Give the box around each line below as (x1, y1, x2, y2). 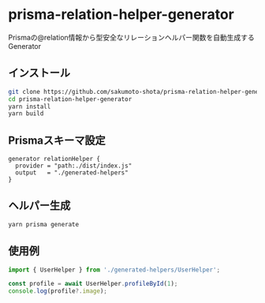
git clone (8, 88, 41, 95)
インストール (8, 66, 71, 80)
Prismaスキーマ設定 (8, 133, 106, 147)
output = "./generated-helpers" (15, 169, 129, 177)
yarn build (8, 110, 44, 118)
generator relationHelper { (8, 155, 101, 163)
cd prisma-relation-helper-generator (8, 95, 132, 103)
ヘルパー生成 (8, 199, 71, 212)
